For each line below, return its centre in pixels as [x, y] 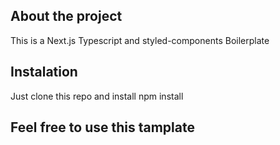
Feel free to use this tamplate [102, 127]
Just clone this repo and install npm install [97, 96]
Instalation [44, 72]
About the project [66, 16]
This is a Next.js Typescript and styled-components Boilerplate [140, 40]
